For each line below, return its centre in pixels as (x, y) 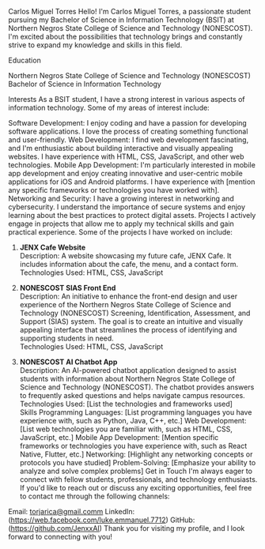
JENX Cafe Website (53, 247)
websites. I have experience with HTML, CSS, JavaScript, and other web (126, 156)
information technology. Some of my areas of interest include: (109, 107)
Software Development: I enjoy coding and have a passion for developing (127, 123)
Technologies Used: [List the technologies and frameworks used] (126, 404)
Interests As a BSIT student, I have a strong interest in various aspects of (127, 99)
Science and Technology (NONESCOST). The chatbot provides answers (137, 387)
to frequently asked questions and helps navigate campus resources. (132, 395)
